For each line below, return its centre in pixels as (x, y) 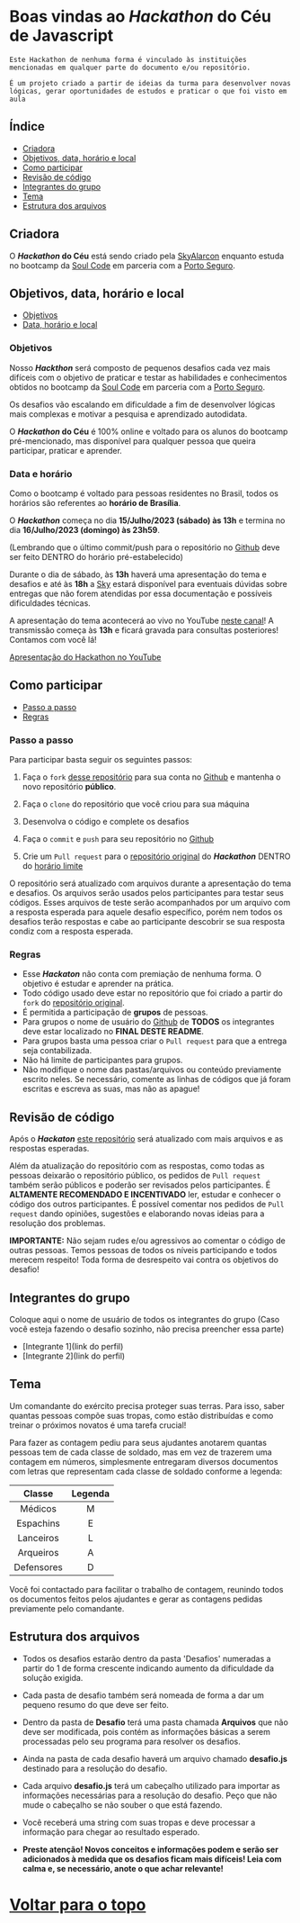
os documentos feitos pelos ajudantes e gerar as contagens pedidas (136, 1599)
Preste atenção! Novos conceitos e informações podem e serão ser (150, 1849)
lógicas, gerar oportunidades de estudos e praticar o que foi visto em (148, 91)
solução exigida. (53, 1677)
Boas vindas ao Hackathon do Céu (141, 17)
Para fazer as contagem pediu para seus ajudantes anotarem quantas (138, 1442)
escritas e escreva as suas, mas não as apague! (111, 1089)
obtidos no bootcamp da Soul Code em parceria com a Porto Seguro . (137, 387)
